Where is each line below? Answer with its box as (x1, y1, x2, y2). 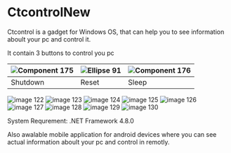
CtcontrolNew (7, 4, 91, 20)
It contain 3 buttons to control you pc (7, 49, 114, 57)
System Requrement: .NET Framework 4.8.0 (7, 116, 135, 125)
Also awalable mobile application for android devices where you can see (7, 130, 217, 138)
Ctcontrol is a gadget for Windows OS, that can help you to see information (7, 27, 225, 36)
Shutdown (11, 77, 44, 87)
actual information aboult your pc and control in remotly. (7, 137, 170, 146)
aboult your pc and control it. (7, 35, 91, 43)
